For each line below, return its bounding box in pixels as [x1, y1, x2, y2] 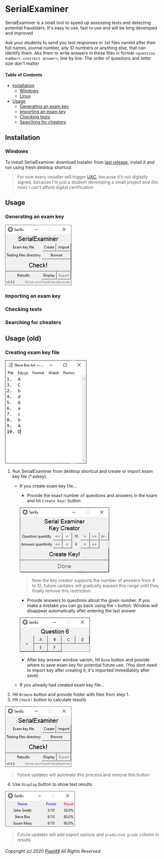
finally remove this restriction [31, 588, 91, 594]
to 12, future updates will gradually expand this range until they [31, 582, 159, 588]
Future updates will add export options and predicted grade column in [17, 832, 160, 837]
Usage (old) [5, 334, 42, 342]
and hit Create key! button [27, 497, 81, 503]
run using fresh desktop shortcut [5, 164, 72, 170]
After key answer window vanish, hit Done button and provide [27, 656, 150, 663]
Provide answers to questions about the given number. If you [27, 597, 150, 603]
